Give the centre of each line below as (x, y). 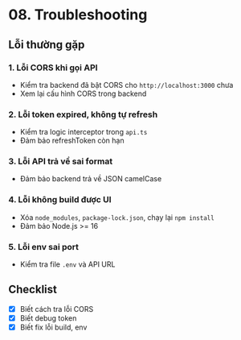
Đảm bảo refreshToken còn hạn (72, 141)
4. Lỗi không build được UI (60, 200)
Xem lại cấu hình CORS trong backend (83, 93)
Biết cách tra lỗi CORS (57, 309)
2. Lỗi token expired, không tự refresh (83, 114)
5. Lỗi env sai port (43, 247)
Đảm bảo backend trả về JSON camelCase (91, 179)
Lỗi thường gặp (47, 45)
